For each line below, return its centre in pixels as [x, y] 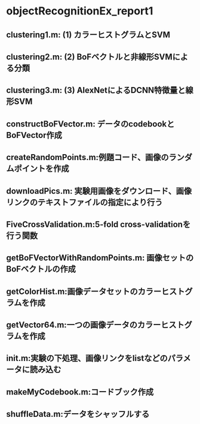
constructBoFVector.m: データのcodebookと [90, 124]
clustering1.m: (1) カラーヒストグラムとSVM [88, 34]
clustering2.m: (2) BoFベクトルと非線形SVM [90, 57]
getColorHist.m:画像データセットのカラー [84, 291]
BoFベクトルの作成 [41, 269]
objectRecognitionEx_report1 [80, 11]
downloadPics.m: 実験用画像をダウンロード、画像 [99, 191]
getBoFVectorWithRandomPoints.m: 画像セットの [100, 258]
